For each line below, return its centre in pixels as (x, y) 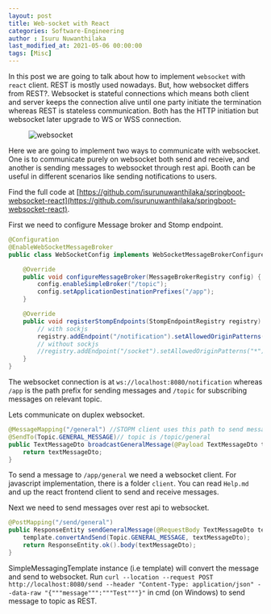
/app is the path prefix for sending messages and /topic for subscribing (128, 390)
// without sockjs (68, 344)
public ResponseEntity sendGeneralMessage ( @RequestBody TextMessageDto (131, 530)
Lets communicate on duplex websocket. (77, 414)
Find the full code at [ (44, 192)
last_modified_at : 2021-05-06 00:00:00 (75, 46)
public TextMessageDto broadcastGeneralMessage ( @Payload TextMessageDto (133, 444)
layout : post (30, 16)
